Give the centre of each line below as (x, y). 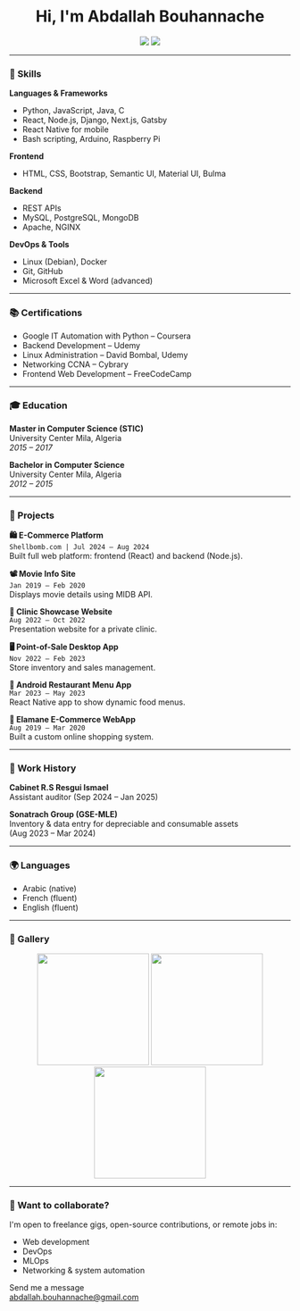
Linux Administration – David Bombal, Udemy (105, 355)
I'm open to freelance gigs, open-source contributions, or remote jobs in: (143, 1224)
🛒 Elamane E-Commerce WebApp (72, 720)
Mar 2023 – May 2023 (48, 694)
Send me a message (47, 1288)
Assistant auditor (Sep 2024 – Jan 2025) (84, 797)
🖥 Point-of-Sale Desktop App (64, 647)
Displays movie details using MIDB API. (81, 595)
